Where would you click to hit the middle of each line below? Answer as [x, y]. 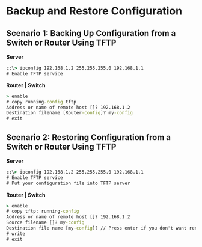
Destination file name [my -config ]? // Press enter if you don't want [96, 228]
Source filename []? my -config [45, 223]
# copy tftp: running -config [43, 212]
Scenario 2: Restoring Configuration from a [89, 137]
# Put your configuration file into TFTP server [68, 183]
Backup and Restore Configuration [94, 11]
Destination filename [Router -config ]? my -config [70, 113]
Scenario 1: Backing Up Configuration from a [91, 33]
